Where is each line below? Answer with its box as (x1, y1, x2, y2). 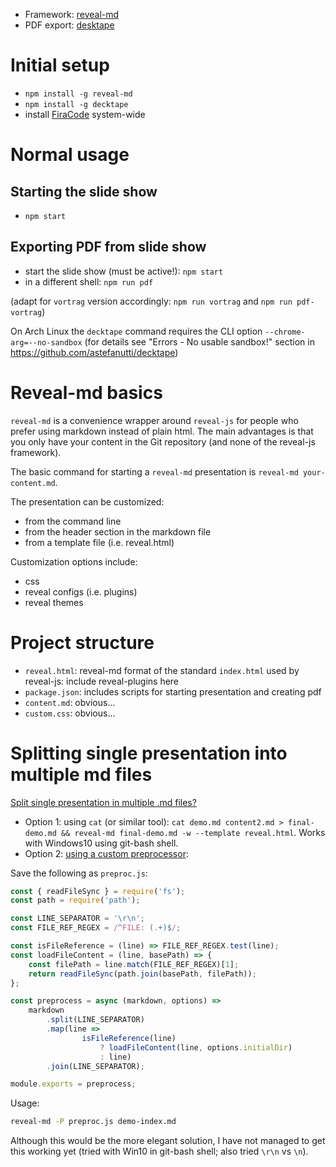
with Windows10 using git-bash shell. (24, 837, 179, 849)
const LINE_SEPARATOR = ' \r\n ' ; (10, 914, 145, 924)
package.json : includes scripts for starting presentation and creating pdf (24, 685, 322, 698)
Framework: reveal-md (24, 9, 120, 20)
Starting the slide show (10, 183, 158, 200)
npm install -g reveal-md (24, 89, 133, 99)
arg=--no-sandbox (10, 337, 83, 348)
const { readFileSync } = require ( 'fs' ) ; (10, 886, 186, 896)
